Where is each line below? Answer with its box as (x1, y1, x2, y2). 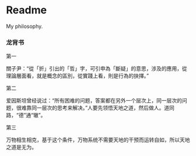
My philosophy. (6, 23, 43, 30)
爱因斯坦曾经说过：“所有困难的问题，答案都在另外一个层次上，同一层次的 (6, 97, 183, 104)
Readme (6, 3, 47, 17)
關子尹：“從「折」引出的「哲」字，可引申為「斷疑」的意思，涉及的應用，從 (6, 65, 188, 72)
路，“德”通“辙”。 (6, 112, 46, 119)
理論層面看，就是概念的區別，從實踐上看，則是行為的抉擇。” (6, 72, 149, 79)
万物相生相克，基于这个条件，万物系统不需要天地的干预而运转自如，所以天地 (6, 136, 190, 143)
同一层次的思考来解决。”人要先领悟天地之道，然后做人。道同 (31, 104, 175, 111)
